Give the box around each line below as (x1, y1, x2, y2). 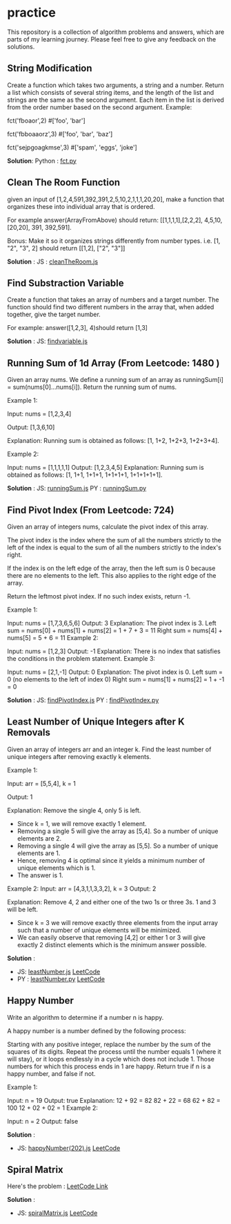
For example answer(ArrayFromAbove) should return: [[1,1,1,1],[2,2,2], (7, 216, 203, 224)
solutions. (7, 42, 35, 51)
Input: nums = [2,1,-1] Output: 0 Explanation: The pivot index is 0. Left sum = (7, 668, 223, 676)
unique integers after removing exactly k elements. (7, 752, 152, 760)
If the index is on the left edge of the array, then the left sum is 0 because (7, 564, 216, 572)
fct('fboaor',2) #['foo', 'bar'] (7, 116, 86, 125)
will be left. (7, 905, 39, 913)
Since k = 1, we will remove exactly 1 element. (17, 819, 147, 828)
